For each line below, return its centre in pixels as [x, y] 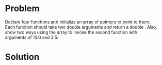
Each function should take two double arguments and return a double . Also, [81, 27]
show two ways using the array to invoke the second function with [71, 32]
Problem [22, 8]
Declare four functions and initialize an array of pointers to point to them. [78, 22]
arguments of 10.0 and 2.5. [32, 37]
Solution [22, 57]
